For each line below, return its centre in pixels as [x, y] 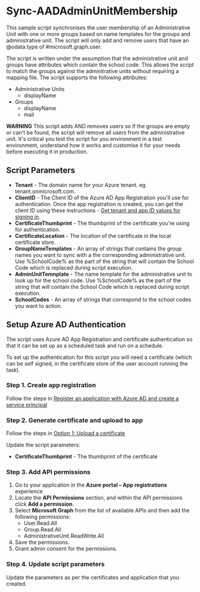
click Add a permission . [44, 504]
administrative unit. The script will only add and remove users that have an [98, 40]
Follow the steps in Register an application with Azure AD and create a [93, 398]
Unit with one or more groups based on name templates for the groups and [99, 34]
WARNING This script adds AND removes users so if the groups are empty [98, 126]
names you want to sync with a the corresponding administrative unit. [101, 255]
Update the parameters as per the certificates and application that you [93, 577]
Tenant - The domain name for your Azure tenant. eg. [81, 185]
